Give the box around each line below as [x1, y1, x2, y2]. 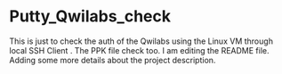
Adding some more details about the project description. [9, 54, 216, 65]
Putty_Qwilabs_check [9, 6, 172, 27]
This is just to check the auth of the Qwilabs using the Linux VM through [9, 36, 274, 46]
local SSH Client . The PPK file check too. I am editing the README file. [9, 45, 270, 55]
